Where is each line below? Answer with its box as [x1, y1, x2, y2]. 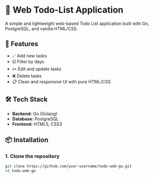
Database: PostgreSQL [12, 116, 59, 121]
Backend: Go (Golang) [12, 111, 58, 117]
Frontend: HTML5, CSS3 [12, 121, 62, 127]
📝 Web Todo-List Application [5, 4, 124, 16]
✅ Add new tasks [12, 53, 47, 59]
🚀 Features [5, 40, 38, 48]
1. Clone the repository [5, 153, 60, 159]
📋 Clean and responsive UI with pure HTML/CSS [12, 79, 111, 84]
